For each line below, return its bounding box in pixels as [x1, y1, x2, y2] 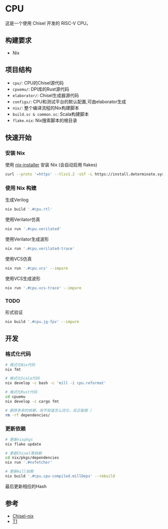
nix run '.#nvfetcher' [5, 460, 52, 465]
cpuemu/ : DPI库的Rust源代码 [12, 86, 69, 92]
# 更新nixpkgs [5, 437, 33, 442]
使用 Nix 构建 [5, 184, 36, 191]
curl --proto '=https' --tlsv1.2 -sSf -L [5, 172, 93, 177]
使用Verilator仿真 [5, 216, 40, 222]
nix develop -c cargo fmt [5, 398, 59, 404]
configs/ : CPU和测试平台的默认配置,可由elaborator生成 [12, 98, 126, 104]
